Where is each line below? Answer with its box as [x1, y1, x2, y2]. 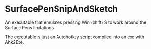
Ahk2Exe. [5, 39, 24, 45]
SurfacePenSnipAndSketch [5, 3, 118, 15]
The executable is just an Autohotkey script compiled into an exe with [5, 34, 145, 40]
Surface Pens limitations [5, 24, 54, 30]
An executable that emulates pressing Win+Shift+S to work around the [5, 19, 147, 25]
